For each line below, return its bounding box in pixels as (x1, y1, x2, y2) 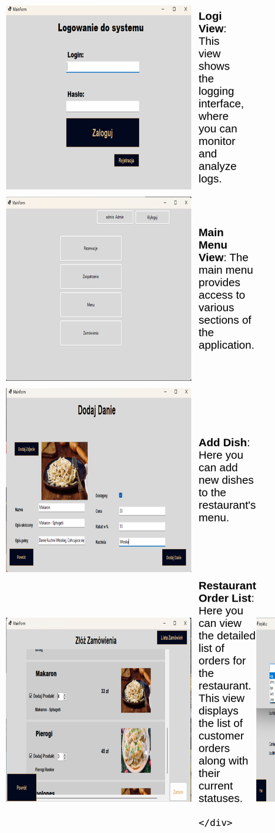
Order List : (199, 592, 254, 605)
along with (199, 754, 249, 767)
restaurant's (199, 499, 256, 511)
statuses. (199, 792, 243, 805)
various (199, 301, 234, 314)
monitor (199, 135, 236, 147)
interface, (199, 97, 244, 110)
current (199, 779, 233, 792)
